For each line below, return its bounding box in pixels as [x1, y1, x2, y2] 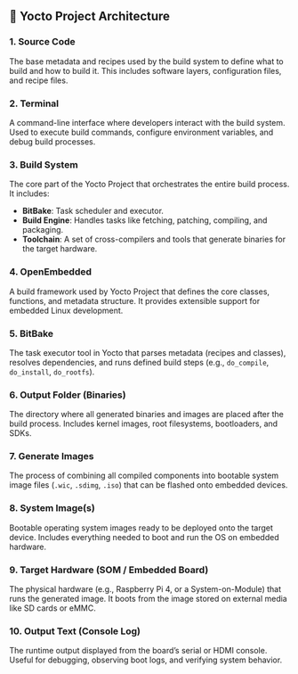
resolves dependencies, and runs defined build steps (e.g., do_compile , [9, 357, 270, 367]
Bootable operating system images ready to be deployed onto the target [9, 522, 274, 533]
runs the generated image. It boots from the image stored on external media [9, 594, 287, 604]
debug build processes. [9, 136, 96, 147]
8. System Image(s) [9, 502, 95, 514]
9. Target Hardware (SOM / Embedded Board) [9, 563, 209, 576]
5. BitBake [9, 327, 54, 340]
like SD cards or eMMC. [9, 603, 96, 613]
